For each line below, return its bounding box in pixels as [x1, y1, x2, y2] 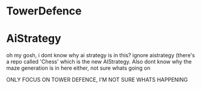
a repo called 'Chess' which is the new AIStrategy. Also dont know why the [6, 58, 192, 66]
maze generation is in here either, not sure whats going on [6, 64, 150, 72]
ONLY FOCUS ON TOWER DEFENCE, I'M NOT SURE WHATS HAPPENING [6, 76, 188, 84]
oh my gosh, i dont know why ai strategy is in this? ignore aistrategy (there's [6, 52, 196, 59]
